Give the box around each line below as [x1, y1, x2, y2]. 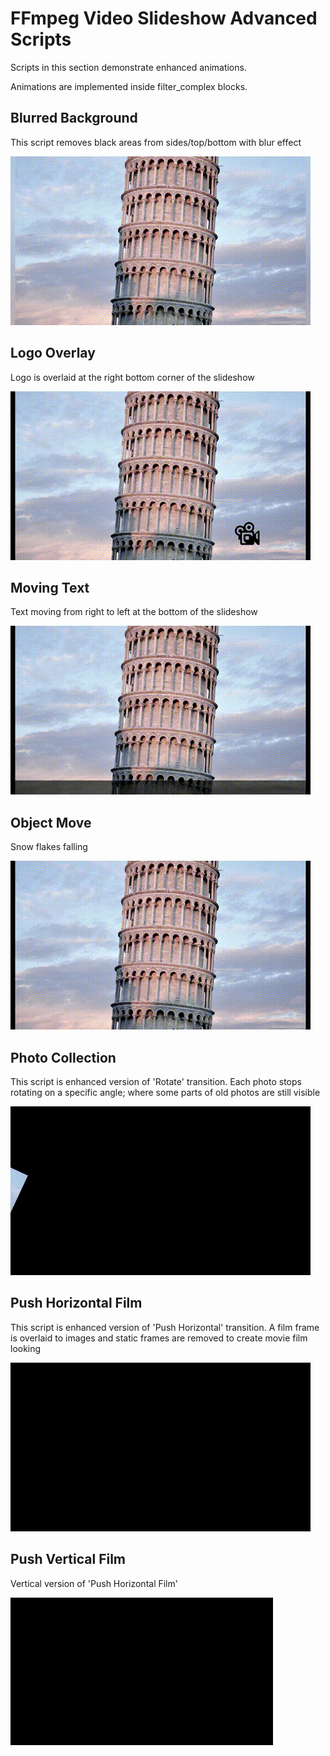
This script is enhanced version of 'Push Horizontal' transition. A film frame [10, 1321, 320, 1333]
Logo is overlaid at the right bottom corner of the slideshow [10, 371, 255, 383]
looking [10, 1342, 42, 1354]
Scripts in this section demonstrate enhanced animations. [10, 61, 247, 73]
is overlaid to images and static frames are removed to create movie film [10, 1332, 308, 1344]
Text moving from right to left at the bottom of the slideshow [10, 606, 258, 618]
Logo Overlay [10, 345, 96, 362]
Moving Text [10, 579, 90, 596]
